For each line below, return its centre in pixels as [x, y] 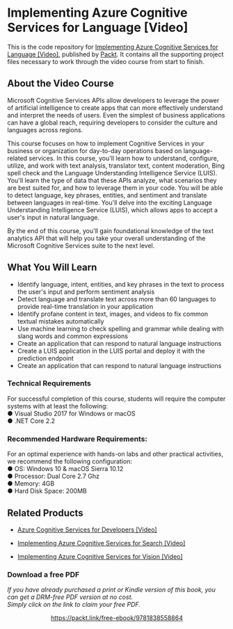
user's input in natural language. [53, 217]
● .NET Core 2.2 [31, 421]
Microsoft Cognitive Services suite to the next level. [81, 246]
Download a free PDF [43, 574]
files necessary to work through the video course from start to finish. [106, 61]
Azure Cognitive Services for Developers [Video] [87, 530]
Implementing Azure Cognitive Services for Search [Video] [101, 543]
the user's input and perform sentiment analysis [86, 292]
